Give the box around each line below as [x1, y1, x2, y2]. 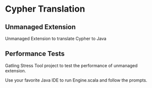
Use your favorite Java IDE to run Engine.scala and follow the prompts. [5, 77, 148, 83]
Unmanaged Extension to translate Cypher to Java [5, 35, 107, 41]
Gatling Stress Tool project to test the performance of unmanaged [5, 62, 138, 69]
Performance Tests [5, 50, 65, 58]
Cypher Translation [5, 3, 86, 15]
